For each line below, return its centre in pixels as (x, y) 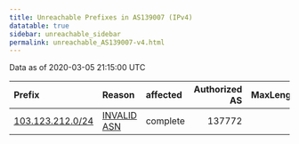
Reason (118, 95)
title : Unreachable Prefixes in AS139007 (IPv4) (101, 17)
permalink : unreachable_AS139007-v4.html (87, 42)
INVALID (120, 116)
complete (165, 121)
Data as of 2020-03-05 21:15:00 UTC (77, 68)
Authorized (218, 90)
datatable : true (39, 26)
